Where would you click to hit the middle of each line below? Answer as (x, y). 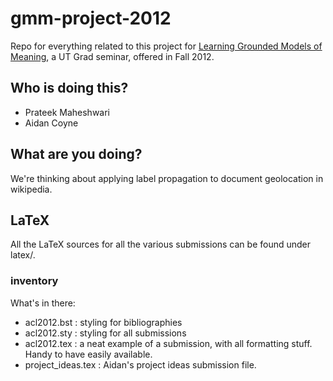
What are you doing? (76, 154)
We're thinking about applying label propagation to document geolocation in (167, 178)
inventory (34, 281)
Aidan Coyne (51, 123)
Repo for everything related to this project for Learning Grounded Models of (166, 46)
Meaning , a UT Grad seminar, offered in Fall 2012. (112, 56)
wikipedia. (31, 189)
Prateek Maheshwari (67, 112)
